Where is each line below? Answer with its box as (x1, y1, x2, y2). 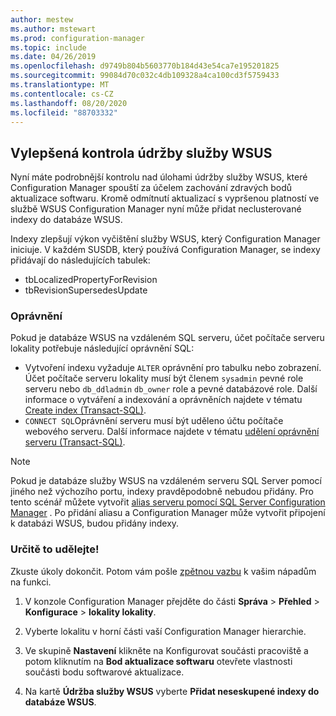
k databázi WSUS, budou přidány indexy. (10, 517, 180, 530)
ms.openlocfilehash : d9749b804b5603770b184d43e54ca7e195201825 (10, 61, 280, 71)
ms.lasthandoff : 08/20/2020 (10, 98, 128, 108)
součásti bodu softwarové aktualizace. (24, 666, 185, 678)
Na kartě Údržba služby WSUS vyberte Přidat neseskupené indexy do (24, 685, 320, 697)
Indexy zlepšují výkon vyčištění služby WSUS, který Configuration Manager (10, 233, 321, 245)
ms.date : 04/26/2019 (10, 52, 97, 62)
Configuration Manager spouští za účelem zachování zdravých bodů (10, 182, 293, 194)
